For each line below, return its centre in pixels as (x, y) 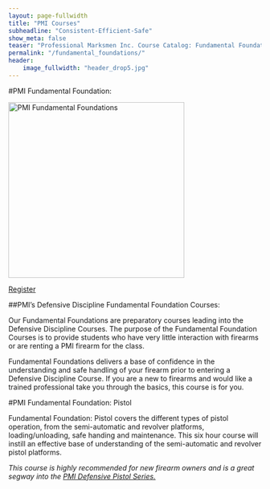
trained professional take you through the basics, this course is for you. (126, 387)
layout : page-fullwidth (48, 16)
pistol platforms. (35, 452)
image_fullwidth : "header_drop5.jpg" (86, 68)
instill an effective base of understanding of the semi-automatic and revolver (135, 443)
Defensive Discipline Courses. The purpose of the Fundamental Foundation (133, 328)
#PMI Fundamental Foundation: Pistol (70, 402)
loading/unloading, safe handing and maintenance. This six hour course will (133, 435)
